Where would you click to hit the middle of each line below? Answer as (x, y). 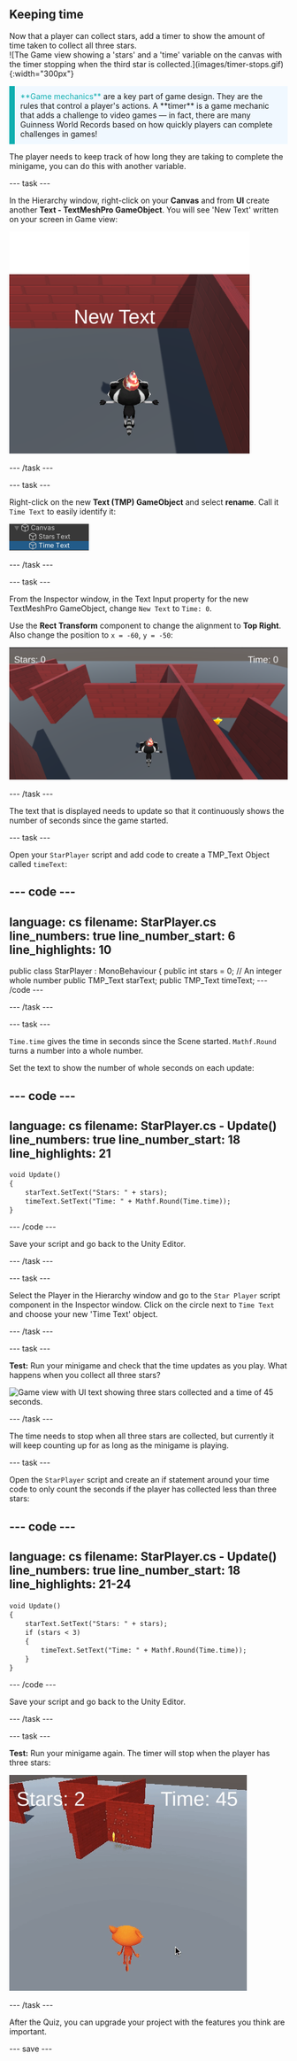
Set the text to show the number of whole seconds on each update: (132, 1068)
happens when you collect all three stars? (85, 1375)
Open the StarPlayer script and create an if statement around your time (139, 1480)
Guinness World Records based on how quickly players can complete (147, 124)
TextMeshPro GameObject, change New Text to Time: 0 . (110, 608)
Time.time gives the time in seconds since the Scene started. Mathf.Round (143, 1042)
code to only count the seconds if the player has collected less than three (143, 1489)
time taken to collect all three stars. (73, 45)
